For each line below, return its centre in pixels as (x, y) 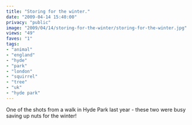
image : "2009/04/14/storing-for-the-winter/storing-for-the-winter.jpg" (97, 28)
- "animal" (19, 50)
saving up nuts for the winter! (42, 116)
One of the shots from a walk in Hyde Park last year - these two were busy (96, 109)
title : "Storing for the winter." (48, 11)
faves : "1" (19, 39)
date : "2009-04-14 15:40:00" (42, 17)
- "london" (19, 71)
